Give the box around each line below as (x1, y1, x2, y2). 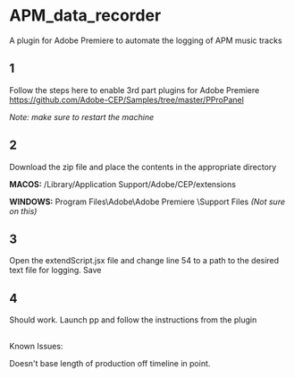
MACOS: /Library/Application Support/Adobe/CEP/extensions (9, 178, 237, 189)
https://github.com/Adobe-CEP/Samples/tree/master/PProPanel (9, 94, 244, 105)
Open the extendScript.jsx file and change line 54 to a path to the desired (9, 255, 280, 266)
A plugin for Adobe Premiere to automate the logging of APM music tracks (9, 35, 283, 46)
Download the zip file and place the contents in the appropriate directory (9, 161, 277, 172)
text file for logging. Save (9, 265, 102, 276)
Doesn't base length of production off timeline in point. (9, 357, 211, 368)
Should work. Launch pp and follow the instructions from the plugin (9, 314, 257, 325)
